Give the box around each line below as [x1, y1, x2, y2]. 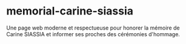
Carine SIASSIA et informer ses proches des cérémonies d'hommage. [6, 30, 181, 37]
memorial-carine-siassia [6, 4, 134, 18]
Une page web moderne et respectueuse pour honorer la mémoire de [6, 24, 180, 31]
